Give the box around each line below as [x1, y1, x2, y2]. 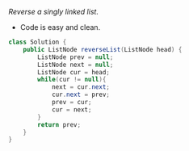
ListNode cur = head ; [37, 68, 111, 76]
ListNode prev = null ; [37, 52, 114, 61]
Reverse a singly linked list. [8, 7, 99, 16]
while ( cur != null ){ [37, 76, 107, 84]
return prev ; [37, 120, 82, 128]
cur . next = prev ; [51, 90, 111, 99]
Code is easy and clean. [19, 23, 101, 31]
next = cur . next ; [51, 83, 111, 91]
